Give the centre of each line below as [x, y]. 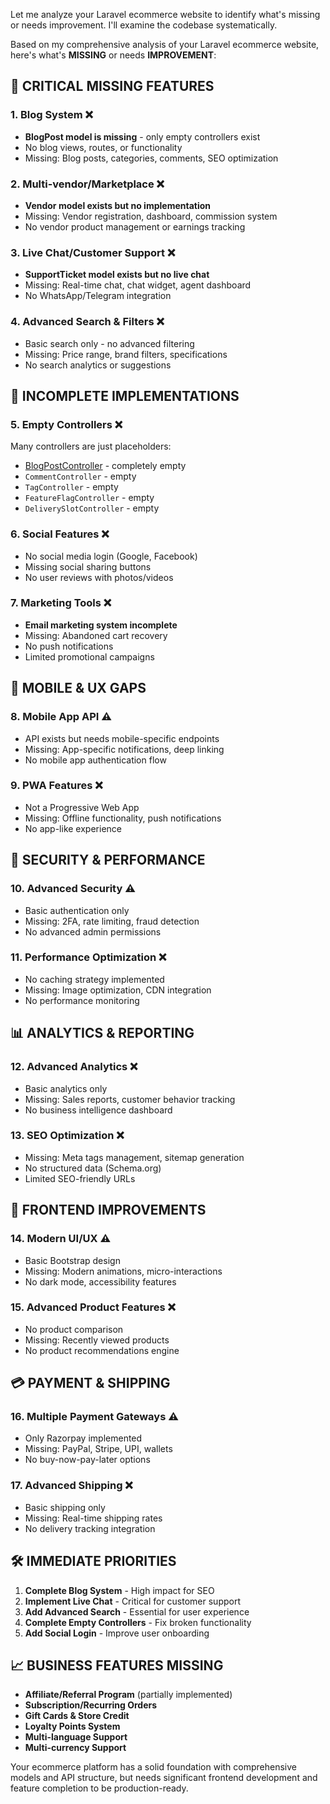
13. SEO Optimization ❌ [67, 1136]
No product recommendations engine [102, 1350]
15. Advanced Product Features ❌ [93, 1307]
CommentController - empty [80, 476]
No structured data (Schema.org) [93, 1168]
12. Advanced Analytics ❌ [74, 1067]
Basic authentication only [77, 910]
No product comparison [74, 1329]
